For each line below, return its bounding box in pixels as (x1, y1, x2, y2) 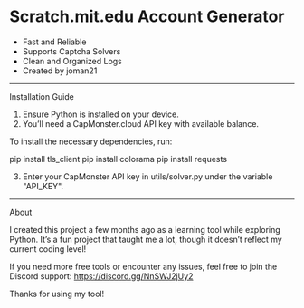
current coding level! (9, 243, 87, 255)
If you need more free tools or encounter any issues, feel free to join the (9, 261, 278, 272)
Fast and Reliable (22, 36, 87, 47)
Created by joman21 (22, 65, 98, 76)
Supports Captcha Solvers (22, 45, 121, 56)
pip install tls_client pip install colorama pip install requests (9, 153, 228, 164)
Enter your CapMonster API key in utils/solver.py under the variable (22, 170, 273, 182)
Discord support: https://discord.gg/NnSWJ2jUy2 (9, 270, 194, 282)
